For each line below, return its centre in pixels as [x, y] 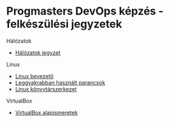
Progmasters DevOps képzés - [85, 11]
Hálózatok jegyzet [38, 52]
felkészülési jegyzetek [64, 24]
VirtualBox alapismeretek [46, 112]
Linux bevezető [34, 76]
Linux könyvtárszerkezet [46, 89]
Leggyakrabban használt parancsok [60, 83]
